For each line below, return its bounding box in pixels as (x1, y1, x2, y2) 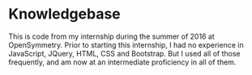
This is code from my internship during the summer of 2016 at (8, 31, 215, 41)
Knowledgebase (8, 5, 121, 23)
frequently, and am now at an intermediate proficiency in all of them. (8, 57, 237, 67)
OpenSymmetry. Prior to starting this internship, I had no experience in (8, 40, 245, 49)
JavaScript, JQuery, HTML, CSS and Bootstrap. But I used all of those (8, 48, 241, 58)
